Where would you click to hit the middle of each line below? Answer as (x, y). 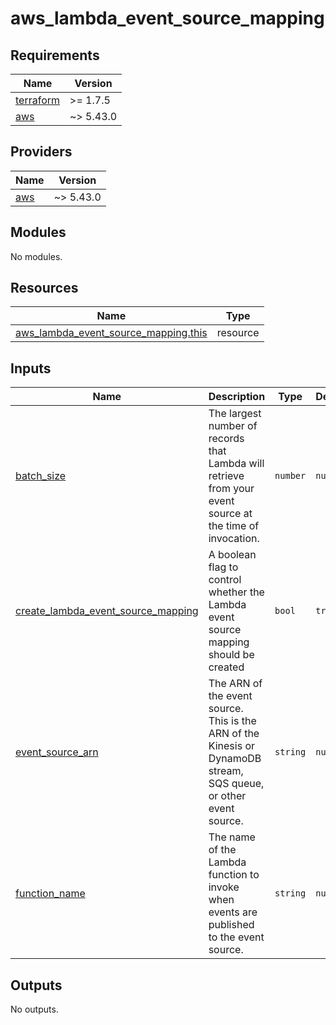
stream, (226, 771)
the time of (234, 526)
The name (232, 837)
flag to (223, 567)
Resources (44, 288)
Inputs (31, 368)
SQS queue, (236, 784)
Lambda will (236, 464)
